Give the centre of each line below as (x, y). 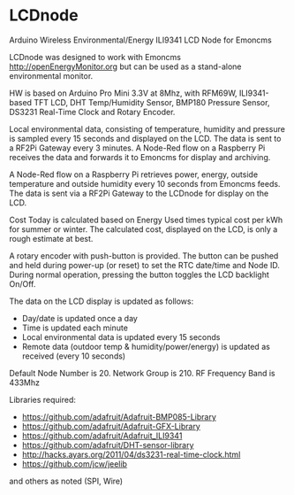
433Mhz (24, 383)
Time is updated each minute (75, 328)
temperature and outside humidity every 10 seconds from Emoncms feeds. (145, 183)
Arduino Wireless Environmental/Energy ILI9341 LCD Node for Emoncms (140, 40)
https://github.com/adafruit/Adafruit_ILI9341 (102, 436)
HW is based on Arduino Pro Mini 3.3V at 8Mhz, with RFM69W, (123, 93)
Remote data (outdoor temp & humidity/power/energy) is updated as (146, 346)
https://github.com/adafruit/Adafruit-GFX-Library (111, 426)
